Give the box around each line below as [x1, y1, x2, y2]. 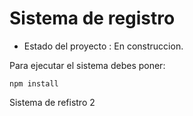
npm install [9, 78, 59, 89]
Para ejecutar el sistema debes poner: [9, 59, 166, 71]
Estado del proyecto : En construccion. [23, 40, 184, 52]
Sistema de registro [9, 7, 176, 30]
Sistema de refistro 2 [9, 96, 96, 108]
